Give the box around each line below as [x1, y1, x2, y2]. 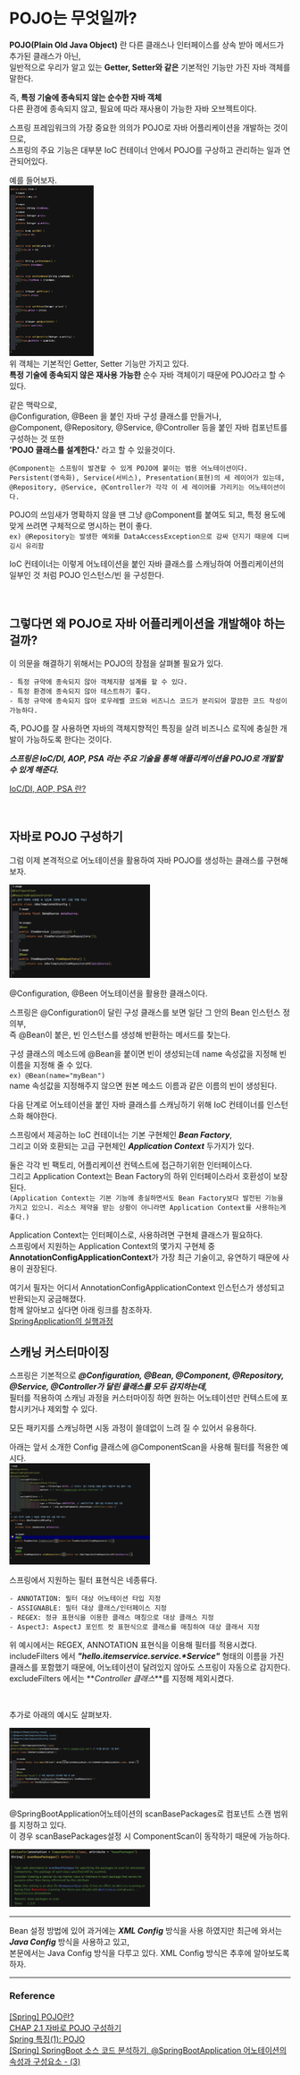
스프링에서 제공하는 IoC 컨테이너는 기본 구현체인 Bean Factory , [9, 1129, 232, 1141]
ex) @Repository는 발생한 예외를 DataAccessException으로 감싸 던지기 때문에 [9, 532, 274, 541]
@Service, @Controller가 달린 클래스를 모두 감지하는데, [9, 1382, 208, 1392]
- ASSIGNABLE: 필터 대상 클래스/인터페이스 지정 [9, 1603, 168, 1613]
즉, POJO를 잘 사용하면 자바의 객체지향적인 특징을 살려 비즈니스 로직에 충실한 [9, 723, 279, 734]
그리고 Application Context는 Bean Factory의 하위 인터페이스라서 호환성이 [9, 1171, 271, 1182]
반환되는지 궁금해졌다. [9, 1294, 87, 1305]
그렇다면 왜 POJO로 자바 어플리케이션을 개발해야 [9, 616, 262, 631]
